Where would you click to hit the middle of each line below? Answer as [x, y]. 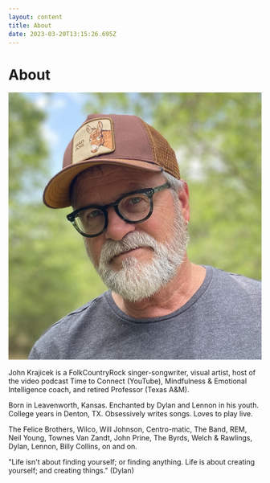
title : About [30, 25]
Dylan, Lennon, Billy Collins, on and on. [73, 447]
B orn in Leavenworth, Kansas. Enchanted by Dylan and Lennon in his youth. [134, 405]
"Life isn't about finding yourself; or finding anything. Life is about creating [132, 462]
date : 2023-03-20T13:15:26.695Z [62, 34]
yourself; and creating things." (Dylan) [72, 471]
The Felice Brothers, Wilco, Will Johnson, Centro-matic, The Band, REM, [128, 429]
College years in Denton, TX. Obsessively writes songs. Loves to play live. [131, 414]
